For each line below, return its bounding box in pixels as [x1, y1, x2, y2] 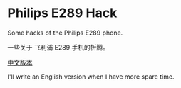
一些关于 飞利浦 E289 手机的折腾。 [7, 43, 110, 51]
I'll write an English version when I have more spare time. [7, 72, 175, 81]
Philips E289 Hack [7, 5, 118, 21]
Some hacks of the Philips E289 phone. [7, 28, 123, 37]
